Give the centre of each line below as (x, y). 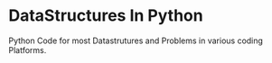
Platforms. (28, 49)
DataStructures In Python (106, 16)
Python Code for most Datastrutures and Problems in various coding (136, 40)
